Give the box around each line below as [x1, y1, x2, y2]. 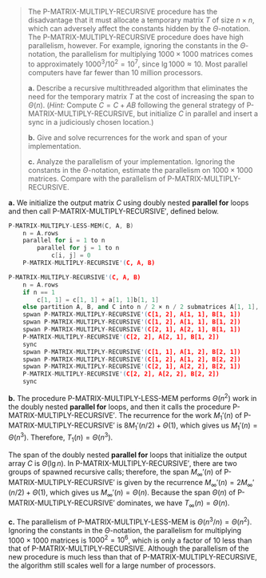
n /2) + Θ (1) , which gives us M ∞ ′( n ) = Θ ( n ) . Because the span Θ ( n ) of [10, 488, 236, 500]
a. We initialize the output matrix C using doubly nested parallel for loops [8, 198, 249, 207]
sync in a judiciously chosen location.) [27, 117, 154, 126]
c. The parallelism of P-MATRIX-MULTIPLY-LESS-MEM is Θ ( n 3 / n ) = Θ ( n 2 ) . [8, 516, 252, 527]
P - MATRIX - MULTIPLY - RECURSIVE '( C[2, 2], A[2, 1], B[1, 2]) [22, 332, 220, 341]
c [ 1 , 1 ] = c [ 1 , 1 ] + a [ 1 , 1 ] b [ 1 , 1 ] [37, 295, 160, 303]
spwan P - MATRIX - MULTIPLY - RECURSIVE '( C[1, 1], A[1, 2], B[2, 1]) [22, 347, 241, 355]
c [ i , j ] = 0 [50, 251, 91, 259]
